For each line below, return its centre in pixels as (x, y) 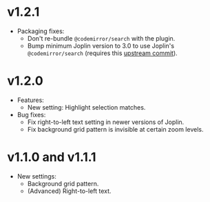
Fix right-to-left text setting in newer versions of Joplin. (106, 122)
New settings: (37, 176)
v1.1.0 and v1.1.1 (52, 158)
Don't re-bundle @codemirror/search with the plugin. (101, 38)
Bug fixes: (31, 114)
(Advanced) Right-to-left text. (69, 191)
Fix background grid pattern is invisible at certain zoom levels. (115, 129)
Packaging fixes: (41, 31)
